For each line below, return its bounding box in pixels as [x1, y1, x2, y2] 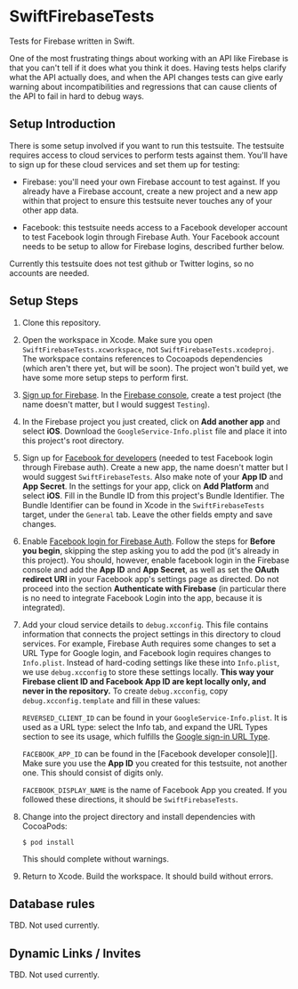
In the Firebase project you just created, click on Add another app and [21, 416, 281, 426]
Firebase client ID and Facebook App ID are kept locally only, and [21, 676, 267, 686]
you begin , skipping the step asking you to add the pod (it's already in [21, 545, 279, 555]
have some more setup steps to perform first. [21, 372, 189, 383]
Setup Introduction [9, 117, 116, 132]
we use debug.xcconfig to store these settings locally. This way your [21, 666, 274, 677]
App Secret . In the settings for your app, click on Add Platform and [21, 481, 270, 491]
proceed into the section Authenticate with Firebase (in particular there [21, 583, 286, 594]
